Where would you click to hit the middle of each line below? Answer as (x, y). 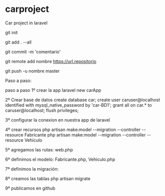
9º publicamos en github (30, 188)
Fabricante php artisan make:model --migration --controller (85, 134)
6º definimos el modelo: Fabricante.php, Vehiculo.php (60, 159)
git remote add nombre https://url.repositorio (51, 61)
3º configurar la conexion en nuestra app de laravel (58, 120)
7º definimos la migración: (32, 169)
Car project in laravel (27, 23)
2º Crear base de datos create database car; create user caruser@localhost (82, 100)
